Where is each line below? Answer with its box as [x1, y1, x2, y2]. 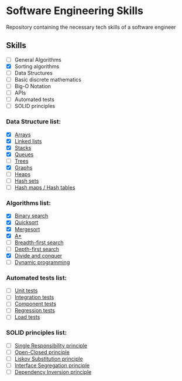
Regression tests [14, 307, 56, 314]
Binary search [14, 213, 49, 220]
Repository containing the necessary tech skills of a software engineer [6, 23, 177, 31]
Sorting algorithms [14, 63, 60, 70]
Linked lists [14, 137, 42, 144]
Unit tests [14, 287, 38, 294]
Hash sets [14, 177, 39, 184]
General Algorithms [14, 56, 61, 63]
